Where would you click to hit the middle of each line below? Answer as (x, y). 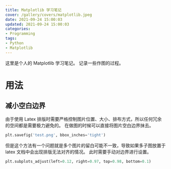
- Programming (20, 34)
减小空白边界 (25, 106)
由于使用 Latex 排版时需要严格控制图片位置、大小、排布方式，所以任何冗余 (83, 119)
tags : (11, 39)
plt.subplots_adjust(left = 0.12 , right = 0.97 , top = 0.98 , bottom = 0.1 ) (78, 161)
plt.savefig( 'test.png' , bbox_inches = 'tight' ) (55, 135)
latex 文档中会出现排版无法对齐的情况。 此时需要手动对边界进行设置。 (78, 152)
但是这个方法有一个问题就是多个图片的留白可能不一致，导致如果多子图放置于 (85, 145)
